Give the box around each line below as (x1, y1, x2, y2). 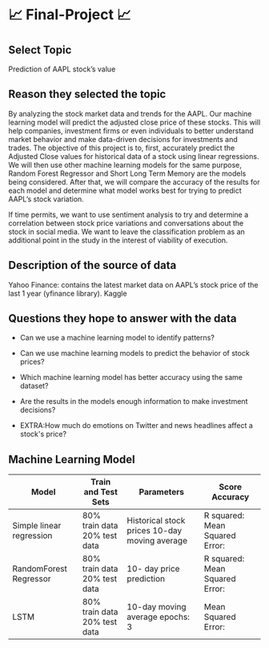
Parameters (139, 487, 184, 498)
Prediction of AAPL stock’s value (8, 64, 116, 74)
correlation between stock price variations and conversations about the (8, 218, 244, 228)
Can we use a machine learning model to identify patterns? (19, 333, 215, 343)
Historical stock (126, 515, 186, 526)
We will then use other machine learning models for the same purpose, (8, 160, 242, 169)
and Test (83, 487, 118, 498)
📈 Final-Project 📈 (8, 6, 131, 24)
